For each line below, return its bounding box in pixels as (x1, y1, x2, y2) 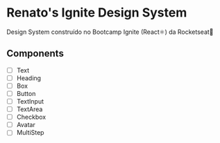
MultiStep (16, 128, 44, 137)
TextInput (16, 97, 44, 105)
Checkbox (16, 113, 46, 122)
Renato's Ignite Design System (6, 5, 187, 21)
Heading (16, 74, 42, 82)
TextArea (16, 105, 43, 113)
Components (6, 48, 64, 59)
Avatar (16, 121, 35, 129)
